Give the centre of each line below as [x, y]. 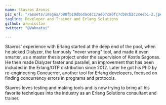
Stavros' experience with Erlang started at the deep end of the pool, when [80, 47]
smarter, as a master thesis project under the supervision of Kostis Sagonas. [83, 57]
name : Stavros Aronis [27, 10]
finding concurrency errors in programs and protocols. [61, 78]
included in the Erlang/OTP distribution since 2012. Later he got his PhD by [81, 68]
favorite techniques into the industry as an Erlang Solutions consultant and [81, 93]
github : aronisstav [25, 24]
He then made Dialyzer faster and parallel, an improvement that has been [80, 62]
